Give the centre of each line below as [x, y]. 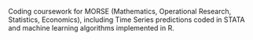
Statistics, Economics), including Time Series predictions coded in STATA [126, 20]
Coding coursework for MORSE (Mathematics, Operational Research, [120, 11]
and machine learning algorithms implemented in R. [92, 28]
